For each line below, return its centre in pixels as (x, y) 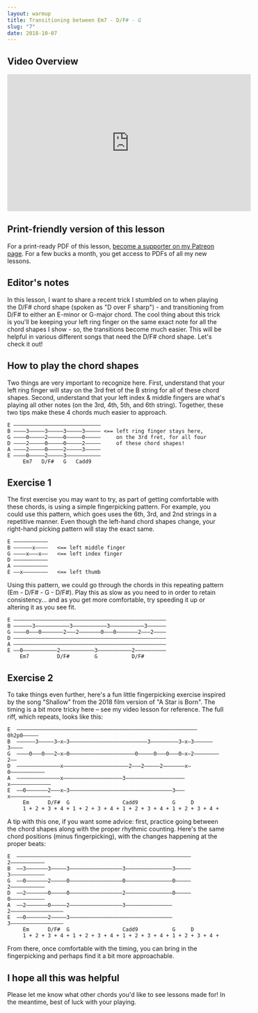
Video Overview (43, 61)
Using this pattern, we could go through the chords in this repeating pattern (115, 585)
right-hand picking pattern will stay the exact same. (81, 529)
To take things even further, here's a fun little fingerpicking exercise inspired (116, 695)
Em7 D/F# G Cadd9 (57, 461)
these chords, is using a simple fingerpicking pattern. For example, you (109, 507)
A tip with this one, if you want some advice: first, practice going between (113, 822)
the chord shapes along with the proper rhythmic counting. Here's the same (116, 829)
